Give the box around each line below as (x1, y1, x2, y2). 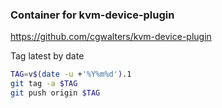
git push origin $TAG (10, 88, 101, 98)
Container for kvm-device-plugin (10, 8, 175, 22)
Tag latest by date (10, 50, 85, 62)
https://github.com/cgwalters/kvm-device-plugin (10, 31, 212, 43)
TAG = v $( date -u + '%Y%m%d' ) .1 (10, 69, 132, 80)
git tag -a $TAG (10, 79, 78, 89)
